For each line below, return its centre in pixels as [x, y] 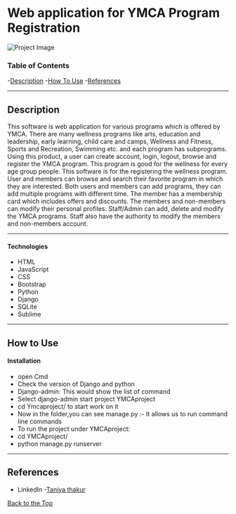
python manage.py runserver [59, 444]
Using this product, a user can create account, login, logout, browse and [112, 157]
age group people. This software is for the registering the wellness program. [118, 172]
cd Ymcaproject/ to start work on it [68, 406]
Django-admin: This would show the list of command [94, 391]
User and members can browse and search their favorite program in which [115, 179]
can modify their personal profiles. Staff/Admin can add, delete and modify [116, 209]
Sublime [29, 314]
